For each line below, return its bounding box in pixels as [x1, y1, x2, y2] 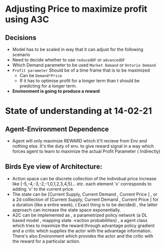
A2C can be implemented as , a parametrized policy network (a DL [12, 212, 148, 218]
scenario [12, 52, 31, 57]
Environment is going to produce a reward [12, 88, 100, 94]
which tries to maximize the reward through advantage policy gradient [12, 222, 155, 228]
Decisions [5, 33, 36, 42]
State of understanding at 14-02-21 [5, 106, 152, 116]
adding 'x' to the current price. [12, 186, 75, 192]
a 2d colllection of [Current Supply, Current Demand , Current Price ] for [12, 196, 159, 202]
